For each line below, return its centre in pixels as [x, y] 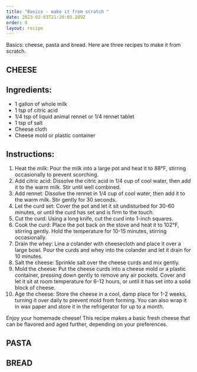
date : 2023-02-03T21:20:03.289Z [46, 17]
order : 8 [17, 22]
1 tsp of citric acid [36, 111]
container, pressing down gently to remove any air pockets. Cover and [100, 275]
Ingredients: [29, 90]
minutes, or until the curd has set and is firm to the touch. [84, 212]
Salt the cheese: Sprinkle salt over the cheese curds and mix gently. [97, 263]
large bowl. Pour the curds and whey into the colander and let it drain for [103, 250]
